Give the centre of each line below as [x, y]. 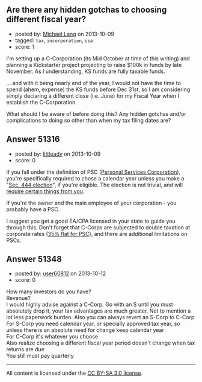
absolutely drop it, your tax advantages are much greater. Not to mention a [99, 311]
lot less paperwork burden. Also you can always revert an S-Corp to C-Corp [100, 317]
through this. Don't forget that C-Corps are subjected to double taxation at [98, 227]
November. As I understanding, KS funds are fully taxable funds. [86, 71]
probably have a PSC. [33, 209]
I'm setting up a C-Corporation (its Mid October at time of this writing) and [98, 58]
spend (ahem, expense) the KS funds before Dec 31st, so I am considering [98, 89]
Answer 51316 [33, 139]
